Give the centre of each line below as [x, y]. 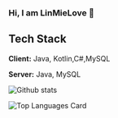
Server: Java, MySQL [45, 74]
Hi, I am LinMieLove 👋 [52, 13]
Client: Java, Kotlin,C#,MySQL [59, 58]
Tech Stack [37, 39]
